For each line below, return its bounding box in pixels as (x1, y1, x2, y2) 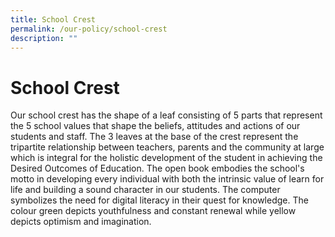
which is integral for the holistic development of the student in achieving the (10, 152, 323, 164)
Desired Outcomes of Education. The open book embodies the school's (10, 162, 305, 175)
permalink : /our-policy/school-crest (10, 24, 168, 34)
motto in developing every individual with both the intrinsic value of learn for (10, 173, 325, 185)
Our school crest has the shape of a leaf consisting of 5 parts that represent (10, 109, 323, 121)
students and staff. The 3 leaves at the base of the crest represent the (10, 131, 299, 143)
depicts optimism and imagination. (10, 216, 152, 228)
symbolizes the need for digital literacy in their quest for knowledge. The (10, 194, 309, 206)
